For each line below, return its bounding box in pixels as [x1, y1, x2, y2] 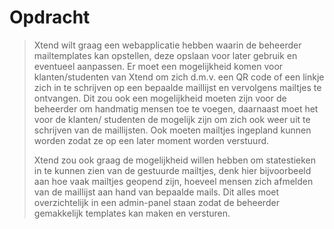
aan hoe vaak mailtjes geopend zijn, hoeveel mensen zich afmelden [33, 175, 314, 187]
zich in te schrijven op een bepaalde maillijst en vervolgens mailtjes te [33, 81, 322, 93]
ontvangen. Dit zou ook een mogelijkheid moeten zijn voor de [33, 92, 287, 104]
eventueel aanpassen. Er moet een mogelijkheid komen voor [33, 60, 284, 72]
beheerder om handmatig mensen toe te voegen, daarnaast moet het [33, 102, 319, 115]
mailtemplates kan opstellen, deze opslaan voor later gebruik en [33, 49, 298, 61]
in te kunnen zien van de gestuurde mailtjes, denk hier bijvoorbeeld [33, 164, 312, 176]
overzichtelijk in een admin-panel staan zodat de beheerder [33, 196, 280, 208]
